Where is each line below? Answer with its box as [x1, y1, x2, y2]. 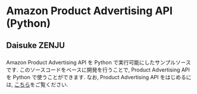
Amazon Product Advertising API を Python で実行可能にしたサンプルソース [6, 59, 192, 66]
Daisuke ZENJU [6, 40, 65, 50]
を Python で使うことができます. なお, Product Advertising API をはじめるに [6, 73, 192, 80]
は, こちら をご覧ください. [6, 81, 68, 88]
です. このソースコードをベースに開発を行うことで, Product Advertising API [6, 66, 190, 73]
